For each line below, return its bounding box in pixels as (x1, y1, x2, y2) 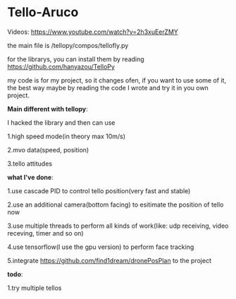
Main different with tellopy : (7, 104, 88, 113)
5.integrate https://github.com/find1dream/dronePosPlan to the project (7, 256, 211, 264)
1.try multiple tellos (7, 283, 62, 292)
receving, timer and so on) (7, 228, 84, 237)
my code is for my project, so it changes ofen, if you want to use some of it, (7, 75, 227, 85)
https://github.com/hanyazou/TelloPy (7, 62, 115, 71)
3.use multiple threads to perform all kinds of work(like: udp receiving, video (7, 221, 229, 230)
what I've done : (7, 173, 54, 181)
